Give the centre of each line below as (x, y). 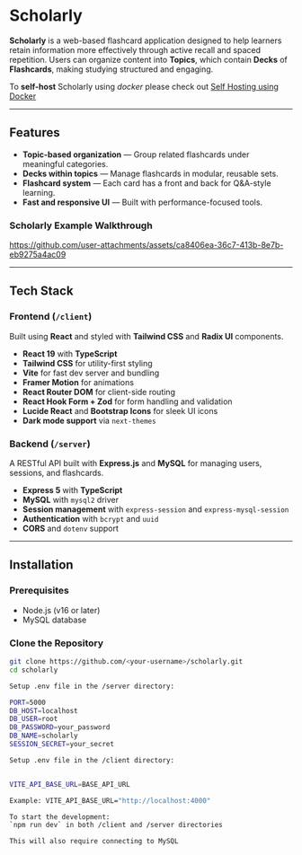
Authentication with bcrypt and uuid (90, 519)
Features (35, 132)
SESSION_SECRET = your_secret (62, 745)
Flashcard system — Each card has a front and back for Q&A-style (147, 183)
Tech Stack (41, 291)
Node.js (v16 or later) (61, 610)
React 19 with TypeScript (70, 353)
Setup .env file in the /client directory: (92, 760)
